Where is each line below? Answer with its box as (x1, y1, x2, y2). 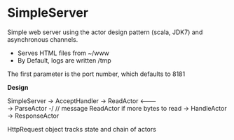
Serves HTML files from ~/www (17, 49, 110, 57)
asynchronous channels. (7, 35, 78, 43)
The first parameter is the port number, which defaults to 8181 (7, 70, 186, 78)
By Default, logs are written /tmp (17, 56, 112, 64)
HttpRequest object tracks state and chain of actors (7, 125, 156, 133)
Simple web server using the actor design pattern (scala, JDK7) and (7, 28, 203, 36)
